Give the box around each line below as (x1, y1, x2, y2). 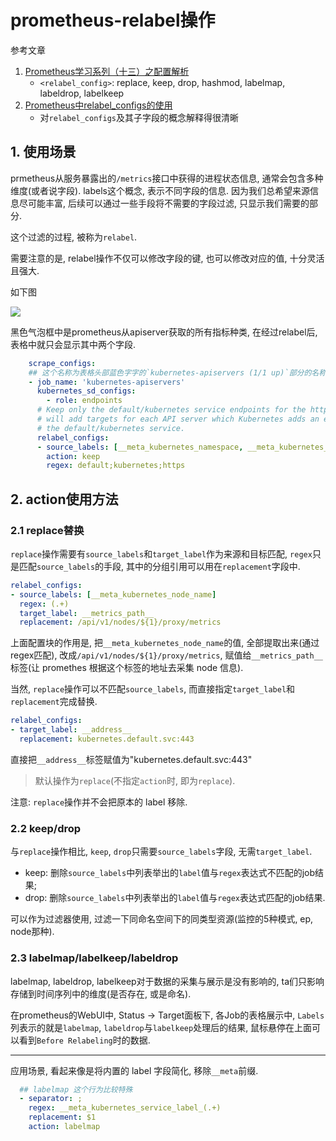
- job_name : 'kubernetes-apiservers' (28, 377, 186, 387)
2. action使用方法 (10, 491, 119, 508)
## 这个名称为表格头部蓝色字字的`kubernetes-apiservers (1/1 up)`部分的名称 (28, 367, 327, 378)
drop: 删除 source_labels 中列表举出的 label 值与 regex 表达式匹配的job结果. (24, 892, 326, 904)
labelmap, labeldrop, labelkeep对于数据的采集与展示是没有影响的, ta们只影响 (10, 975, 325, 987)
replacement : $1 (28, 1112, 97, 1123)
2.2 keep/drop (10, 821, 82, 835)
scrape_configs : (28, 358, 97, 368)
